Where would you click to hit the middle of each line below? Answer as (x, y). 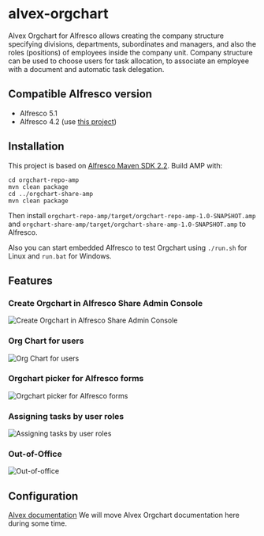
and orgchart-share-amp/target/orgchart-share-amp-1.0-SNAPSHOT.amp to (127, 224)
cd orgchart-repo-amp (44, 180)
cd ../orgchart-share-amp (50, 194)
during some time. (38, 523)
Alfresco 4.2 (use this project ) (68, 121)
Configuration (43, 496)
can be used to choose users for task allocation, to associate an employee (129, 61)
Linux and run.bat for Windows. (60, 256)
